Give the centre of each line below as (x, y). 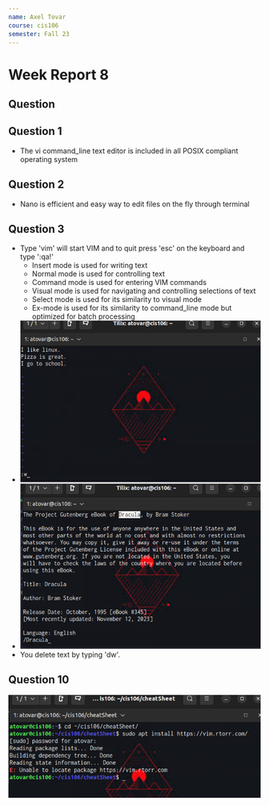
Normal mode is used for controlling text (98, 274)
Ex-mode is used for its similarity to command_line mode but (132, 308)
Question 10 (39, 680)
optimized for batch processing (84, 316)
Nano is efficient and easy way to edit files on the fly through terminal (134, 204)
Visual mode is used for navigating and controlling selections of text (144, 291)
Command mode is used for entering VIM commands (119, 283)
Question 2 (36, 185)
